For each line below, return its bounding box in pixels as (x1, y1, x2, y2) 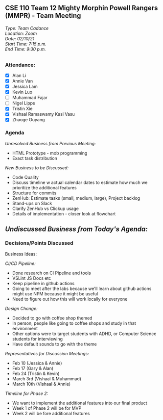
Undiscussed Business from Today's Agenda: (5, 225, 148, 234)
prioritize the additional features (12, 184, 77, 190)
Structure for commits (12, 190, 57, 196)
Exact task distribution (12, 155, 57, 161)
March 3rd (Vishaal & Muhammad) (12, 375, 82, 382)
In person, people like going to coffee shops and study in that (12, 320, 136, 326)
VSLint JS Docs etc (12, 275, 51, 281)
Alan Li (12, 72, 26, 78)
